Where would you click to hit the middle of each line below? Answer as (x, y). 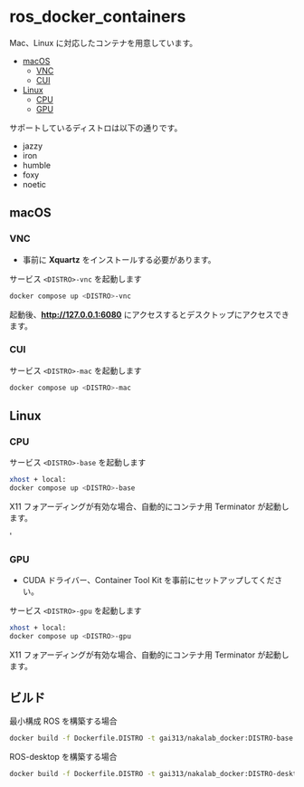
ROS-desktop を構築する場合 (63, 756)
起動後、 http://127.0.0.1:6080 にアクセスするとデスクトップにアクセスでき (149, 314)
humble (37, 165)
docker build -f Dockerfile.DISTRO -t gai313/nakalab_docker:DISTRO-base (152, 738)
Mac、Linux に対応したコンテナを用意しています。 (104, 43)
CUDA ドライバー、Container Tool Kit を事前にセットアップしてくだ (148, 581)
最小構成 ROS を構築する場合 (63, 721)
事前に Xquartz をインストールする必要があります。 (119, 259)
